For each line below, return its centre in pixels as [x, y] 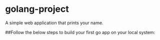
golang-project [37, 9]
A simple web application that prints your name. [54, 23]
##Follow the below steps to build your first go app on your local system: [80, 32]
